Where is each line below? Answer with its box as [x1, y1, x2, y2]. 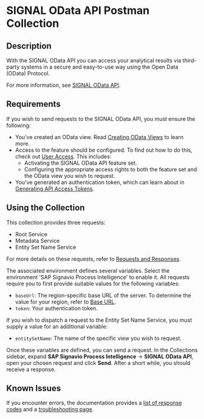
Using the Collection [6, 203, 85, 213]
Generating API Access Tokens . [15, 185, 95, 192]
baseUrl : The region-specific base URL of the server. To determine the [15, 291, 191, 299]
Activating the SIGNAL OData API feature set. [24, 159, 138, 166]
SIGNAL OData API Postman [6, 4, 150, 18]
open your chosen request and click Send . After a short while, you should [6, 359, 191, 366]
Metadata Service [15, 237, 60, 244]
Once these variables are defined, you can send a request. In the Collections [6, 346, 198, 353]
